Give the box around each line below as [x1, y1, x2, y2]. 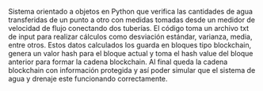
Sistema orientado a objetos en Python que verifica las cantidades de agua [8, 7, 253, 16]
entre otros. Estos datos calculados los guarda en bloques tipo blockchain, [8, 40, 252, 50]
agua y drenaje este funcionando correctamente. [8, 74, 168, 83]
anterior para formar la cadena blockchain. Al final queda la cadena [8, 57, 228, 66]
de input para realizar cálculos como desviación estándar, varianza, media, [8, 32, 253, 41]
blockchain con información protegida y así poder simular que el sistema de [8, 66, 256, 74]
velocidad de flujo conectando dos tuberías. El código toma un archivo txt [8, 24, 250, 32]
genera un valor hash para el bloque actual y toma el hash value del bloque [8, 49, 253, 58]
